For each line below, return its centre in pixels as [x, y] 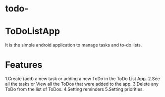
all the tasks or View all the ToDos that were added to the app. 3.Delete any [82, 84]
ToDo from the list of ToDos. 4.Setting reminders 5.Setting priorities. [75, 89]
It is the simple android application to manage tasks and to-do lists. [74, 45]
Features [24, 65]
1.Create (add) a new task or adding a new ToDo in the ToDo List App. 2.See [82, 79]
